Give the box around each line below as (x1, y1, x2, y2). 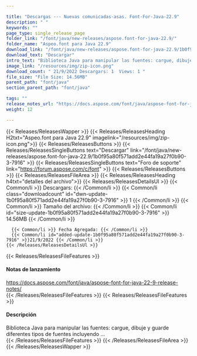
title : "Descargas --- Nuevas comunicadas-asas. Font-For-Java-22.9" (6, 14, 180, 19)
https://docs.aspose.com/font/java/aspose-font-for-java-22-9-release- (6, 279, 178, 286)
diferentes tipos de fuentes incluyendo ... (6, 331, 106, 338)
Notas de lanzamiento (6, 266, 61, 273)
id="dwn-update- (65, 190, 108, 197)
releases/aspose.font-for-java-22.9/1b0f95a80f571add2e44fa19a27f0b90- (6, 152, 186, 159)
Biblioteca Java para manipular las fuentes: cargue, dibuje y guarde (6, 324, 169, 331)
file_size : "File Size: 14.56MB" (6, 74, 88, 80)
